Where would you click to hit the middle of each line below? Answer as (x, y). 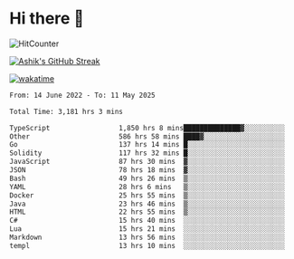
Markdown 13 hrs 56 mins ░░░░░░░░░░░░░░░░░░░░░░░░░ (147, 238)
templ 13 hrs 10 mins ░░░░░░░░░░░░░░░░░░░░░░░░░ (147, 245)
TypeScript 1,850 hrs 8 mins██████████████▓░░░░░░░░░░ (147, 128)
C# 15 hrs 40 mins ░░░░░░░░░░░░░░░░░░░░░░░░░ (147, 221)
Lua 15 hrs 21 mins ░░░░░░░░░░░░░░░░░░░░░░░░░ (147, 229)
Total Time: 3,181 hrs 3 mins (66, 111)
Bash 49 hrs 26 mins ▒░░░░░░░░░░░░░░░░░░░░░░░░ (147, 178)
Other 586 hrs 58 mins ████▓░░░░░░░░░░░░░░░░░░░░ (147, 136)
